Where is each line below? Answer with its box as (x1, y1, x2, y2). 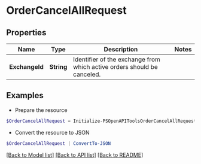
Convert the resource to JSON (14, 129, 90, 136)
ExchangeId (9, 63, 44, 71)
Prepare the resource (14, 106, 68, 114)
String (49, 63, 68, 71)
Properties (6, 28, 47, 38)
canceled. (72, 70, 101, 78)
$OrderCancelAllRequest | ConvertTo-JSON (6, 140, 111, 147)
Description (103, 45, 138, 53)
